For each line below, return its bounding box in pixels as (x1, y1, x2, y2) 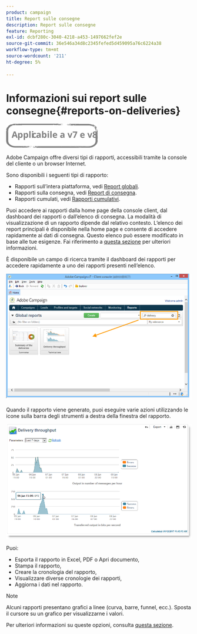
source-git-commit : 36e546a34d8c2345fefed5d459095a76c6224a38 (6, 41, 162, 47)
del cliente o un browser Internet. (6, 160, 86, 167)
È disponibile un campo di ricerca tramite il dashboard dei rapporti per (6, 256, 176, 263)
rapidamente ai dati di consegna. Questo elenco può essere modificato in (6, 232, 183, 239)
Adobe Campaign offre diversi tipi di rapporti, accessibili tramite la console (6, 154, 187, 161)
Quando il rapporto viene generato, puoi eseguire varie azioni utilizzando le (6, 406, 188, 413)
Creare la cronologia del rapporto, (14, 568, 97, 575)
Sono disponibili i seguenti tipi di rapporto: (6, 171, 109, 179)
